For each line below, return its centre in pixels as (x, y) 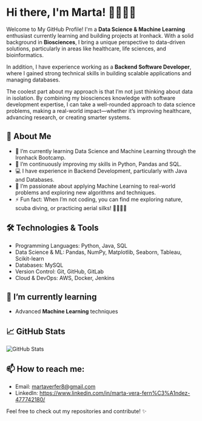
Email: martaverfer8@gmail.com (55, 386)
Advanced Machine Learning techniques (66, 312)
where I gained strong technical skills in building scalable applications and (99, 73)
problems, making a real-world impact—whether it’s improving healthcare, (99, 111)
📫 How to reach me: (45, 369)
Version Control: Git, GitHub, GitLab (59, 271)
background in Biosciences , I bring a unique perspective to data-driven (96, 42)
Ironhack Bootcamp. (40, 157)
